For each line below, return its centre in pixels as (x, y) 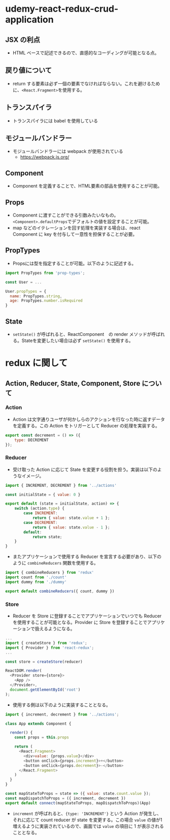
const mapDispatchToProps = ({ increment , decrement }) (65, 798)
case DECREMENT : (41, 522)
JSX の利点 (23, 39)
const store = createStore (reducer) (44, 662)
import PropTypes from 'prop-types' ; (45, 273)
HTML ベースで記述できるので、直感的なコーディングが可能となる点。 (86, 53)
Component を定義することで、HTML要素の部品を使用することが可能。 (87, 186)
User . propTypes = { (26, 291)
